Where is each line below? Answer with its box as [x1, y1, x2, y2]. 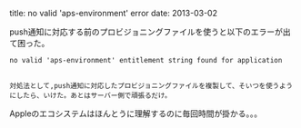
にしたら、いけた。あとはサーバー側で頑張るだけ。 [9, 91, 172, 100]
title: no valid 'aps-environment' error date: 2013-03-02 [9, 8, 218, 18]
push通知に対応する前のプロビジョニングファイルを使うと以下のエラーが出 [9, 26, 291, 37]
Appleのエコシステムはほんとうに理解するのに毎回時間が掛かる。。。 [9, 108, 262, 119]
